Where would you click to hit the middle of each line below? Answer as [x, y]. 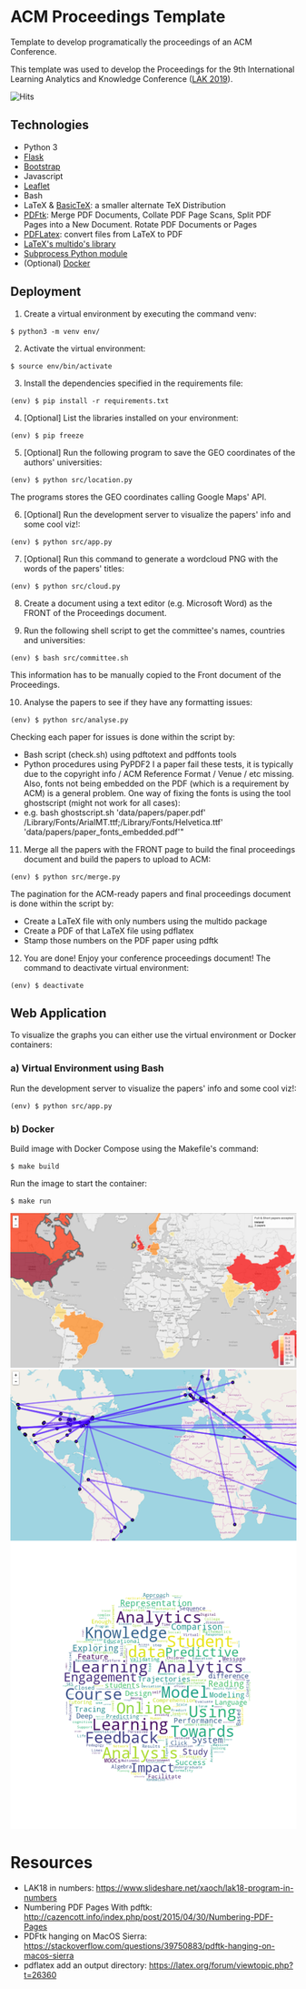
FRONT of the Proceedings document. [95, 612]
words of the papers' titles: [74, 568]
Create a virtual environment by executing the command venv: [140, 313]
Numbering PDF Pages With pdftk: [88, 1907]
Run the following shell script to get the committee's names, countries [154, 631]
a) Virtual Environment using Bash [87, 1068]
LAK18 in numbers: [59, 1888]
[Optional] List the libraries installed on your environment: [131, 418]
